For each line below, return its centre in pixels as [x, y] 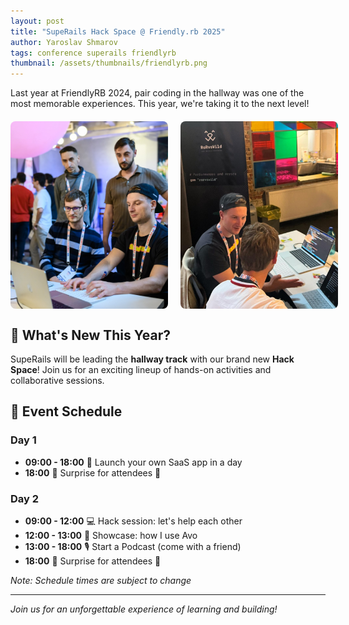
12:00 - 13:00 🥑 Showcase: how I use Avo [111, 535]
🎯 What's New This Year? [91, 335]
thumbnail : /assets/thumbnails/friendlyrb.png [109, 63]
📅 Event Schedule [66, 411]
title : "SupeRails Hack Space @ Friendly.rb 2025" [118, 31]
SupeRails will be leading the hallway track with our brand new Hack [152, 359]
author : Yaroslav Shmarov [64, 42]
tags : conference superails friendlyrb [93, 53]
